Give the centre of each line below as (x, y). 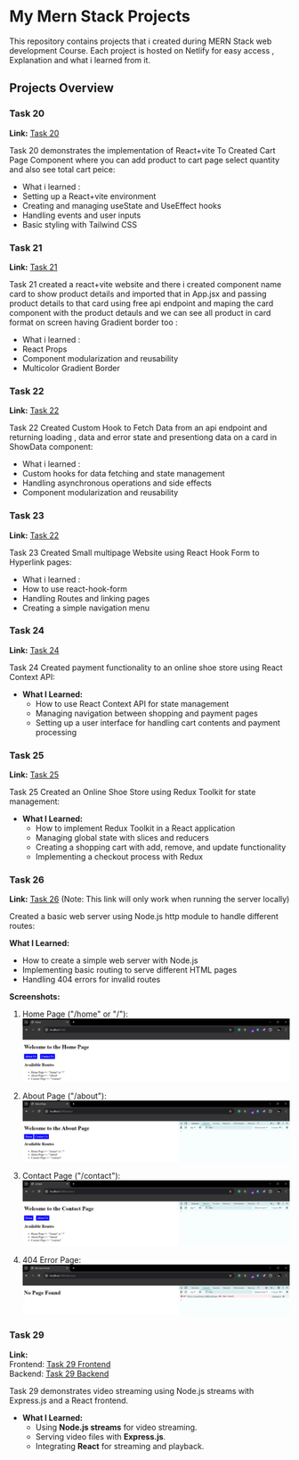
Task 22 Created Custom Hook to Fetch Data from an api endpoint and (138, 428)
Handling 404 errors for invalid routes (91, 980)
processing (56, 732)
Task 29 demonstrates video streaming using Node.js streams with (132, 1390)
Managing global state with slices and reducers (122, 838)
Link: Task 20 (34, 133)
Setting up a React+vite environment (89, 196)
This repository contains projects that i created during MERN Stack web (141, 41)
